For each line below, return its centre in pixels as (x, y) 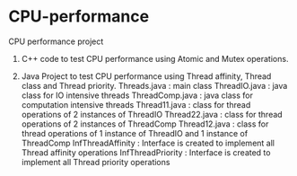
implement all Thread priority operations (96, 162)
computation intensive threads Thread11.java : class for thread (136, 104)
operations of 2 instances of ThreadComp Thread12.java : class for (145, 124)
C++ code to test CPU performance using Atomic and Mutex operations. (155, 58)
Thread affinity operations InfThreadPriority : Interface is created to (146, 152)
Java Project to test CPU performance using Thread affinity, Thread (146, 76)
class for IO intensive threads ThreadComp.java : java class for (137, 95)
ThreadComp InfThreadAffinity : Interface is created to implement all (148, 143)
